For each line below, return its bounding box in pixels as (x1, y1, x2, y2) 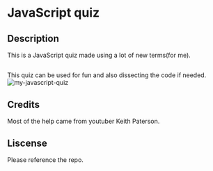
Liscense (7, 137, 47, 149)
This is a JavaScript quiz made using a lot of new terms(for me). (7, 51, 191, 59)
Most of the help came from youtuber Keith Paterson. (7, 117, 160, 126)
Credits (7, 99, 40, 111)
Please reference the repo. (7, 156, 84, 164)
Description (7, 33, 59, 44)
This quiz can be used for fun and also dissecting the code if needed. (7, 71, 207, 79)
